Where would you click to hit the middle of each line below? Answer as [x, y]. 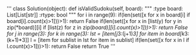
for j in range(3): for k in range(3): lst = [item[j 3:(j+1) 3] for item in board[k [96, 34]
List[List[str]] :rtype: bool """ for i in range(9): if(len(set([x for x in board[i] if [99, 15]
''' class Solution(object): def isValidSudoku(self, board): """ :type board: [95, 9]
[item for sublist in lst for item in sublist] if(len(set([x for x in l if [114, 40]
